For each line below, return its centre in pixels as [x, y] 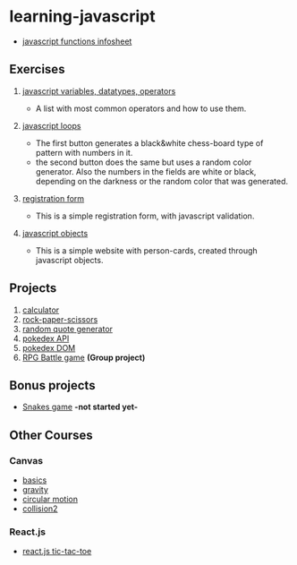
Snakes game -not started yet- [80, 407]
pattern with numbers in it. [84, 152]
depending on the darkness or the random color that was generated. [162, 181]
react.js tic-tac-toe [57, 552]
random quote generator [68, 329]
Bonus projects [52, 385]
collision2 [40, 509]
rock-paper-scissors [60, 319]
